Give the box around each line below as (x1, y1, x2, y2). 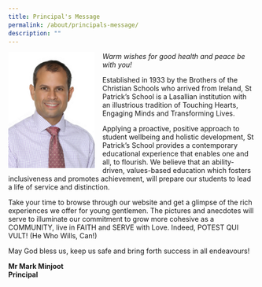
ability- (212, 157, 234, 167)
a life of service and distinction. (8, 182, 110, 192)
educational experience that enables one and (101, 149, 249, 159)
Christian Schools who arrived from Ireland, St (101, 83, 252, 94)
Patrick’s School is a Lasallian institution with (101, 92, 247, 101)
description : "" (8, 29, 61, 37)
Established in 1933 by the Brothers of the (101, 75, 238, 85)
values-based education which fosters (126, 166, 252, 175)
